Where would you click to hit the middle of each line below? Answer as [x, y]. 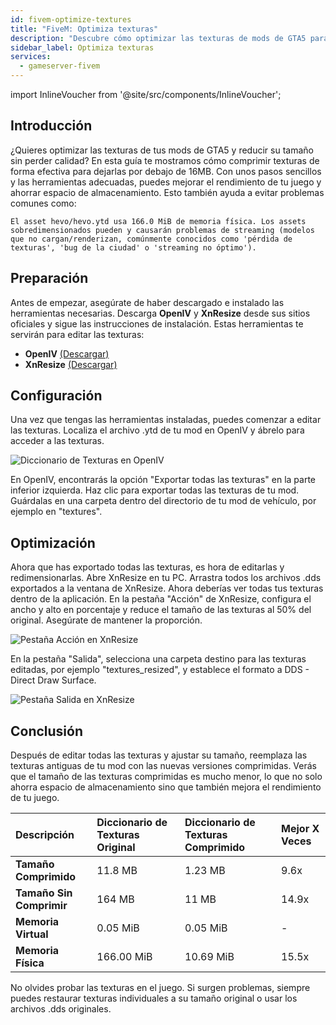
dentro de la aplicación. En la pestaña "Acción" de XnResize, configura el [161, 599]
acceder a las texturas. [57, 441]
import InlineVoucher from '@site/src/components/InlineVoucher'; [146, 94]
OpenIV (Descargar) [67, 353]
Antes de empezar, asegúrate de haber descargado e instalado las [147, 302]
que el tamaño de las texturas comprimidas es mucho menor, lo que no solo [166, 777]
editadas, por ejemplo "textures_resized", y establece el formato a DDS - [160, 670]
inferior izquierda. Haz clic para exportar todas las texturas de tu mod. [155, 490]
